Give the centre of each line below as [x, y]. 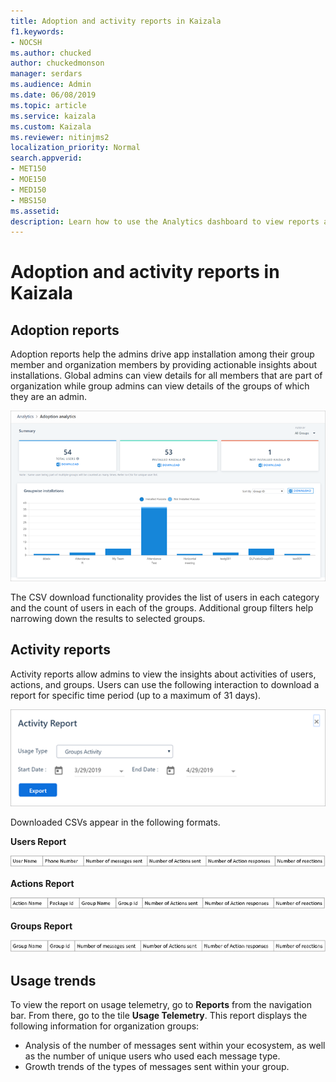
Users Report [38, 841]
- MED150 [28, 190]
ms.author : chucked [51, 53]
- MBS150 [28, 200]
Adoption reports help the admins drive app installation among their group [162, 354]
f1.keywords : [37, 31]
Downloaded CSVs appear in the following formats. [115, 822]
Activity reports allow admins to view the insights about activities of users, [163, 674]
